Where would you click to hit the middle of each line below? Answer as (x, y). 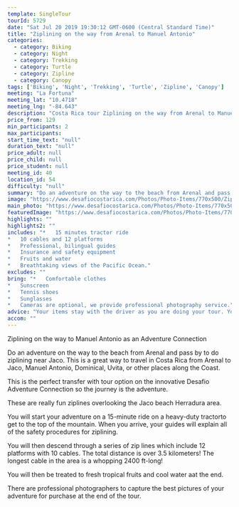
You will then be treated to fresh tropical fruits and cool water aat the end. (116, 474)
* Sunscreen (28, 286)
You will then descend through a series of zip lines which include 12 (107, 445)
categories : (25, 41)
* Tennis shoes (33, 292)
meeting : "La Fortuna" (41, 93)
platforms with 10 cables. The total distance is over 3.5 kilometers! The (111, 453)
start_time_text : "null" (44, 140)
